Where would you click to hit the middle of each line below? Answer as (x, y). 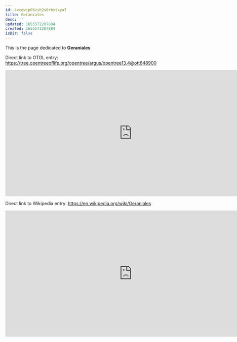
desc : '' (14, 19)
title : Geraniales (25, 15)
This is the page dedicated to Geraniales (48, 48)
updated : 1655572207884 (30, 24)
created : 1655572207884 (30, 29)
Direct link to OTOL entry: (32, 58)
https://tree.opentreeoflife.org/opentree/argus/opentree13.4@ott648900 (81, 63)
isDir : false (19, 33)
